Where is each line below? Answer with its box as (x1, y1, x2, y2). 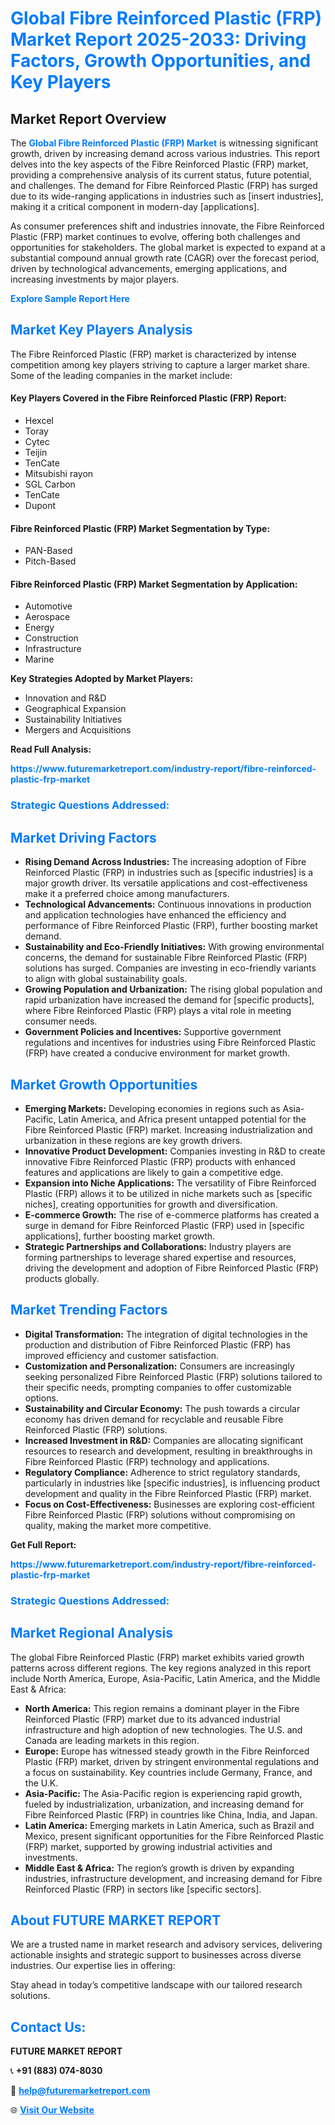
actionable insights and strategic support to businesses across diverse (10, 1949, 302, 1961)
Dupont (24, 500, 56, 512)
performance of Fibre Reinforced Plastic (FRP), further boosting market (24, 920, 318, 932)
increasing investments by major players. (10, 273, 180, 285)
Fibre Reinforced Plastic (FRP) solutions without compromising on (24, 1508, 296, 1521)
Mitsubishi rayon (24, 468, 94, 480)
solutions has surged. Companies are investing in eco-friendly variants (24, 962, 317, 974)
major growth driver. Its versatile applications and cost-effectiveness (24, 877, 308, 889)
